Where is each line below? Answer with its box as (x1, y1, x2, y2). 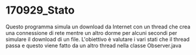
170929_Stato (5, 4, 75, 17)
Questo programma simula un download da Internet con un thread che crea (5, 23, 191, 30)
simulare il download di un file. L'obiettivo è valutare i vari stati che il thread (5, 35, 190, 43)
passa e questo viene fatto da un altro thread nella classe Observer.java (5, 42, 182, 49)
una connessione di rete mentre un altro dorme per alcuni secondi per (5, 29, 178, 36)
